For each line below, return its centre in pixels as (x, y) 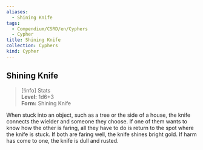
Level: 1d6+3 (38, 97)
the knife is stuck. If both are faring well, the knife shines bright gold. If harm (101, 134)
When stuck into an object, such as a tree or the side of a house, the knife (98, 115)
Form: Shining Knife (46, 103)
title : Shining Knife (34, 40)
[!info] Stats (36, 90)
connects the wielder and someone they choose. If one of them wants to (97, 121)
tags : (13, 23)
